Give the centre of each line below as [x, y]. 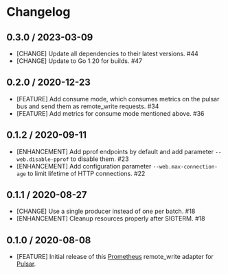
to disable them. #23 [100, 159]
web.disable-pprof [43, 159]
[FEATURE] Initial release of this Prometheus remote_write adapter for [115, 257]
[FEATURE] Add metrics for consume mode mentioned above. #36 [110, 113]
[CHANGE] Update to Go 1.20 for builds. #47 [79, 61]
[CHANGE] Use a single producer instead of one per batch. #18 [106, 211]
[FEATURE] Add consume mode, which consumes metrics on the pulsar [118, 99]
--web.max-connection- [185, 166]
